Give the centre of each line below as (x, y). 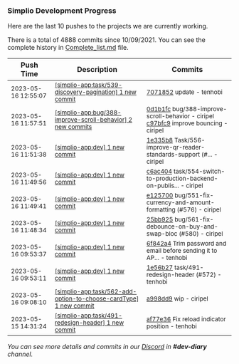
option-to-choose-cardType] (97, 299)
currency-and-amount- (180, 203)
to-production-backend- (182, 179)
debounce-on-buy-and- (182, 227)
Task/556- (190, 140)
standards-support (173, 155)
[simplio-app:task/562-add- (96, 292)
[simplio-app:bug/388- (88, 113)
